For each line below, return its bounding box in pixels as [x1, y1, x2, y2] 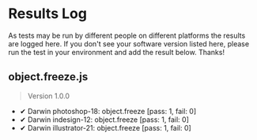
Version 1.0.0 [27, 91, 70, 101]
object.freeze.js [8, 70, 89, 83]
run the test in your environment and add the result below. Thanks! [8, 47, 225, 57]
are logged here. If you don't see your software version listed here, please [8, 39, 250, 48]
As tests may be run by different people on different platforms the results [8, 31, 246, 40]
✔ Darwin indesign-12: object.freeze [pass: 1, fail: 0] [19, 115, 190, 124]
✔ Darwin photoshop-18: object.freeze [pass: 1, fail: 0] [19, 106, 197, 116]
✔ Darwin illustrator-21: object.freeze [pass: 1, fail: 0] [19, 123, 191, 132]
